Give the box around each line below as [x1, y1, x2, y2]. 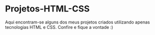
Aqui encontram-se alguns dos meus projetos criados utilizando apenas [5, 19, 150, 25]
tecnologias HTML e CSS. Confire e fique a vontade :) [5, 24, 113, 30]
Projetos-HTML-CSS [5, 3, 90, 14]
